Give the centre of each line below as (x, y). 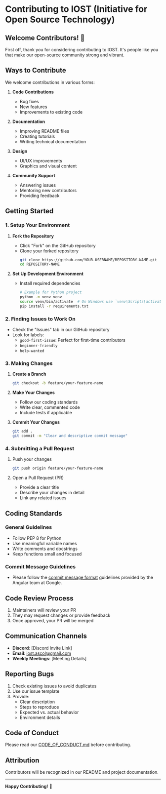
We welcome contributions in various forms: (50, 82)
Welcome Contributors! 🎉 (45, 38)
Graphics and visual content (48, 166)
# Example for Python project (51, 292)
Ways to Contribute (36, 70)
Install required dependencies (50, 283)
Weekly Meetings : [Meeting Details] (49, 658)
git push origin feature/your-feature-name (58, 468)
